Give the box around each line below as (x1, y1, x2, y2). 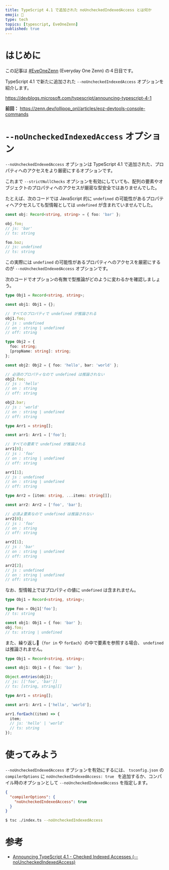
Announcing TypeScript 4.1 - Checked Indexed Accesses (12, 854, 132, 860)
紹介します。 (5, 85, 32, 91)
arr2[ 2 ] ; (5, 563, 24, 568)
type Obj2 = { (5, 339, 35, 344)
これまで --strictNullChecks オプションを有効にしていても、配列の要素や (5, 179, 159, 184)
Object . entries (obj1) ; (5, 675, 53, 680)
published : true (5, 26, 39, 32)
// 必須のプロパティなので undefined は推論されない (5, 372, 105, 377)
